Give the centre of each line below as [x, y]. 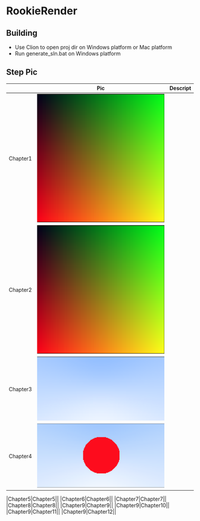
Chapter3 [20, 389]
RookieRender [42, 11]
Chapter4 [20, 456]
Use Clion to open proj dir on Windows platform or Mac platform [93, 47]
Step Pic [22, 72]
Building [22, 33]
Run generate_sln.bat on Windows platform [68, 54]
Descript [180, 88]
